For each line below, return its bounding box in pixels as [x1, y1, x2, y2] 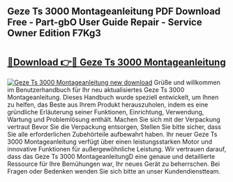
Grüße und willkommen [153, 78, 221, 86]
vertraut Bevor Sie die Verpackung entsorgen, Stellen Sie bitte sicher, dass [7, 123, 222, 131]
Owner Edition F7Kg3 [7, 27, 101, 39]
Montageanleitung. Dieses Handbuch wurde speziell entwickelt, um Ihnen [7, 93, 219, 101]
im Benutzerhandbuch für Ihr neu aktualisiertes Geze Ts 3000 [7, 86, 185, 93]
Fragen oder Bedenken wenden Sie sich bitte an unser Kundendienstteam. [7, 167, 221, 175]
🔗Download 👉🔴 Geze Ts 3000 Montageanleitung [7, 56, 226, 68]
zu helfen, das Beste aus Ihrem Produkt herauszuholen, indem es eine [7, 100, 209, 109]
